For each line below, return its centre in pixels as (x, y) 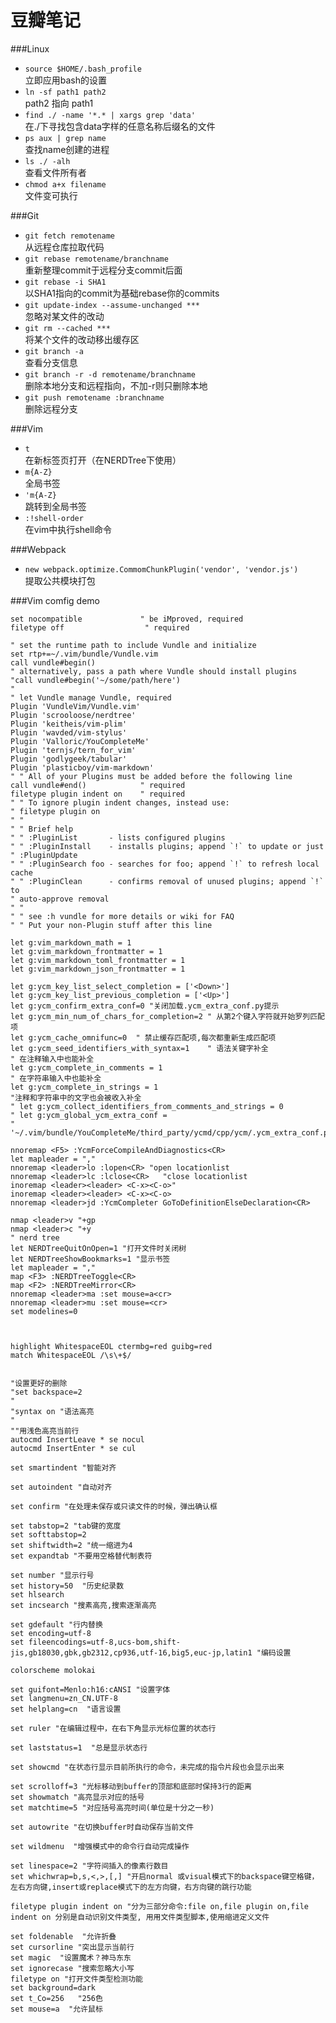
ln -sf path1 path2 (65, 92)
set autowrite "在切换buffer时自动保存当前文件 (102, 1827)
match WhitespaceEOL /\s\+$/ (71, 1355)
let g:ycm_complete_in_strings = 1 (84, 1087)
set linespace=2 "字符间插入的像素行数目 (89, 1866)
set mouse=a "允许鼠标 (56, 2009)
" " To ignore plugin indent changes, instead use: (120, 802)
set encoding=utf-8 (51, 1633)
